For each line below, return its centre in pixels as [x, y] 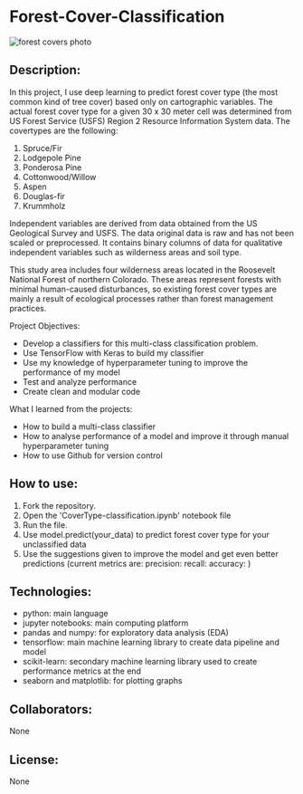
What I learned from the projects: [71, 408]
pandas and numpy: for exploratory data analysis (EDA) [125, 633]
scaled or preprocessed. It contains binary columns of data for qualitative [146, 243]
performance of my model [71, 372]
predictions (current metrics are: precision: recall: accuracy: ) [137, 563]
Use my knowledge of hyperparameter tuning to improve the [135, 362]
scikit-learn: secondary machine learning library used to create [140, 662]
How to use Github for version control [92, 455]
